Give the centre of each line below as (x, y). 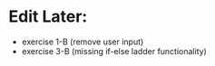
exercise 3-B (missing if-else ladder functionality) (114, 51)
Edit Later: (48, 17)
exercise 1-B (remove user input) (83, 42)
